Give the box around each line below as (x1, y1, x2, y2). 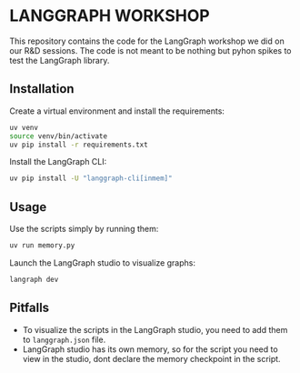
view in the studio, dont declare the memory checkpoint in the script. (22, 353, 281, 364)
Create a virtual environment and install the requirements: (9, 106, 225, 116)
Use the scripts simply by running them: (9, 224, 159, 235)
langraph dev (9, 275, 59, 284)
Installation (9, 81, 75, 96)
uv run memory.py (9, 241, 75, 250)
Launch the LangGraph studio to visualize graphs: (9, 257, 196, 268)
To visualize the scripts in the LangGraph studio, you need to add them (22, 324, 288, 335)
